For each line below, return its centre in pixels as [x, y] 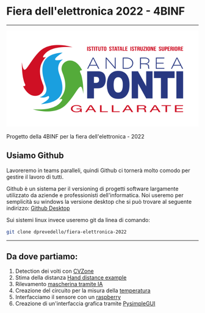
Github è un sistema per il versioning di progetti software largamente [92, 189]
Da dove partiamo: [42, 257]
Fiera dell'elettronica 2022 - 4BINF [95, 11]
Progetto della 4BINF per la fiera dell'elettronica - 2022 [75, 136]
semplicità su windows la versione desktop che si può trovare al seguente [99, 201]
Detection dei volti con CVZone [54, 271]
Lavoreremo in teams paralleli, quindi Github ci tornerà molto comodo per [98, 170]
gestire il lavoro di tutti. [35, 177]
